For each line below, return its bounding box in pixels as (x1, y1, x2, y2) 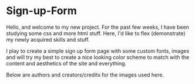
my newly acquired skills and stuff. (6, 36, 90, 43)
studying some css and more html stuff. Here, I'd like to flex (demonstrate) (6, 29, 186, 36)
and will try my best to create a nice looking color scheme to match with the (6, 53, 190, 61)
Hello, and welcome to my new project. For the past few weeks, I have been (6, 23, 190, 31)
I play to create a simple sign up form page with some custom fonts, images (6, 47, 190, 54)
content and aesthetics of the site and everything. (6, 60, 127, 67)
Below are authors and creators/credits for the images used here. (6, 71, 164, 78)
